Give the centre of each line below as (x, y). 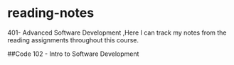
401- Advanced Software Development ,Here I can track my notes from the (117, 32)
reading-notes (51, 13)
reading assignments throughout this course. (73, 40)
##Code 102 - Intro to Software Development (73, 54)
